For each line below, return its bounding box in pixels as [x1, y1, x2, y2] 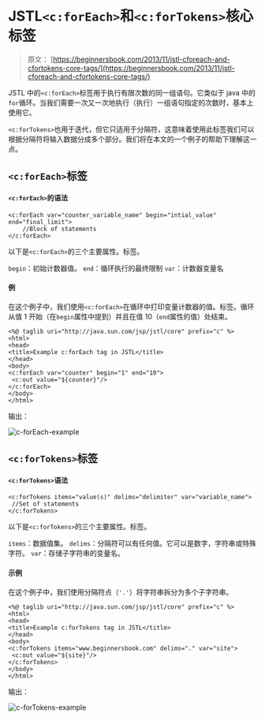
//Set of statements [11, 500, 80, 509]
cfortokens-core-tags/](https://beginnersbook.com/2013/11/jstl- [27, 63, 235, 73]
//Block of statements [22, 225, 97, 233]
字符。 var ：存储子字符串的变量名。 [8, 549, 125, 558]
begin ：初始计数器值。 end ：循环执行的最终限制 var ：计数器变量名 [8, 263, 224, 273]
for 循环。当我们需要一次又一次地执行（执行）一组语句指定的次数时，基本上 [8, 98, 254, 107]
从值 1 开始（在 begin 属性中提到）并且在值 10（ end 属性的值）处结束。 [8, 312, 233, 321]
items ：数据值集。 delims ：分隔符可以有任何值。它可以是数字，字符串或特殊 [8, 539, 256, 548]
